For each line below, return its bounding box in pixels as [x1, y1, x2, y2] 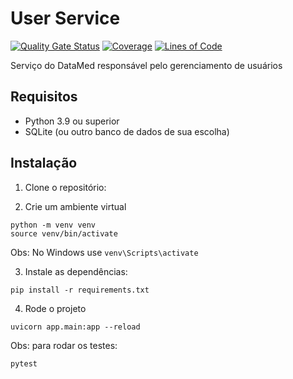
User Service [10, 7, 121, 30]
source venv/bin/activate [10, 228, 118, 239]
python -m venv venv [10, 220, 97, 230]
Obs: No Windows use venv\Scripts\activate [10, 246, 199, 258]
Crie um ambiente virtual [24, 200, 127, 212]
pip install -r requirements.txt [10, 285, 150, 295]
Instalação [10, 155, 78, 172]
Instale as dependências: [24, 265, 128, 277]
